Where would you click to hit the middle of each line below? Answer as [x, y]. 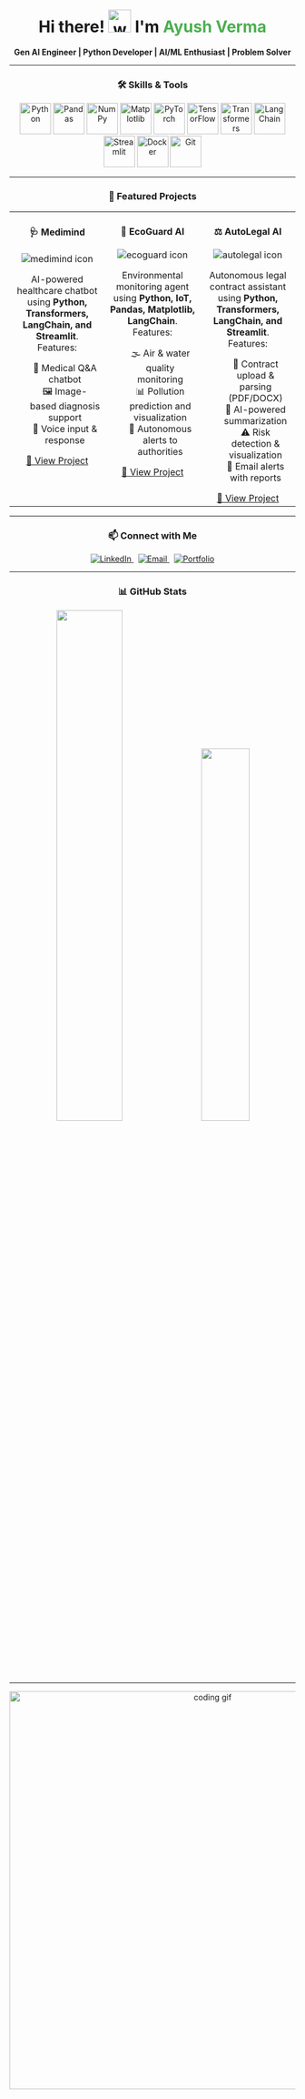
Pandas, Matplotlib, [152, 309]
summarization [256, 421]
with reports [256, 478]
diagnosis [79, 407]
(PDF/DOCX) [256, 399]
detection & [256, 444]
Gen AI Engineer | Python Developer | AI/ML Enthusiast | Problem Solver [152, 52]
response [65, 440]
